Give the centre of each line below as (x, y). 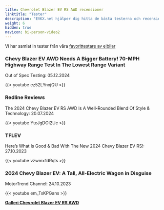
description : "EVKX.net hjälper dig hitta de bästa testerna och (73, 19)
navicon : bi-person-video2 (32, 32)
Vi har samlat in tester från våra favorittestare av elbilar (60, 46)
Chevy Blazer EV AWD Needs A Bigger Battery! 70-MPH (72, 58)
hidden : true (18, 28)
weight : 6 (15, 23)
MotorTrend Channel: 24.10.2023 (38, 184)
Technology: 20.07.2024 (30, 113)
